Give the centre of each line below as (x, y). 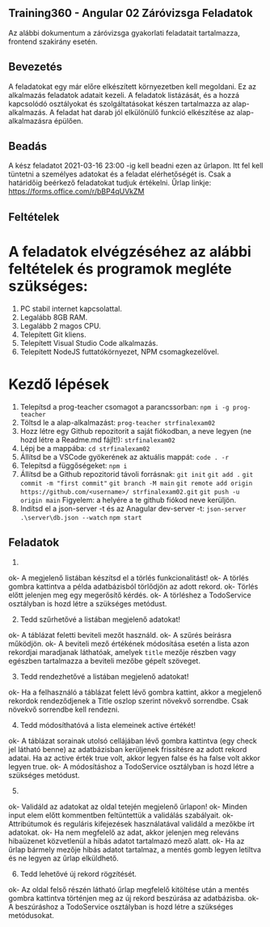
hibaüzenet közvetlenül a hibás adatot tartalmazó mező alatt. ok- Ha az (127, 840)
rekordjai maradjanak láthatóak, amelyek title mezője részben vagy (122, 652)
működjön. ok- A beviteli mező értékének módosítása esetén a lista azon (129, 644)
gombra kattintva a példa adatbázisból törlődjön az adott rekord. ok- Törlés (133, 586)
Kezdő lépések (59, 384)
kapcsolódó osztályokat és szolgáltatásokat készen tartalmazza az (119, 104)
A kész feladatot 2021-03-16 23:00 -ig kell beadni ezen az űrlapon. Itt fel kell (136, 166)
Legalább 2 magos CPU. (60, 325)
